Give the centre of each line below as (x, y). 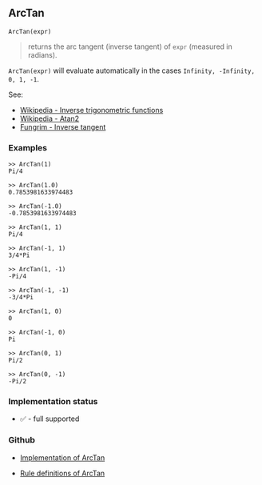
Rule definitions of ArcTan (62, 473)
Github (22, 440)
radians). (42, 54)
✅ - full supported (50, 419)
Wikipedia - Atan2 (50, 118)
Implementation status (53, 402)
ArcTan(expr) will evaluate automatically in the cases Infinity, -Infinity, (132, 70)
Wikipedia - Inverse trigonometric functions (91, 110)
